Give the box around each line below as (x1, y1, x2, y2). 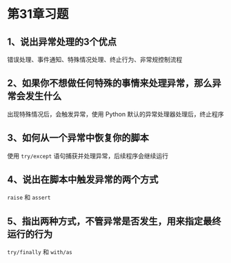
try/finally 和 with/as (7, 248, 72, 256)
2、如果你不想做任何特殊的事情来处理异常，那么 (7, 77, 212, 90)
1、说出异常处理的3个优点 (7, 36, 117, 48)
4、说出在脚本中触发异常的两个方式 (7, 173, 159, 186)
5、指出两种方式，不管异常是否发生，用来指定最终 (7, 215, 222, 227)
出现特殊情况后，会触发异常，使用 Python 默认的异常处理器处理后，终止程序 (7, 109, 224, 118)
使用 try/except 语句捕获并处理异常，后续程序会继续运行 (7, 151, 169, 160)
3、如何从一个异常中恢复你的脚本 (7, 132, 150, 144)
